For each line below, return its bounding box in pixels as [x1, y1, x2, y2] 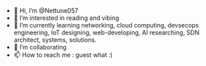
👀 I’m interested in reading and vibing [13, 14, 119, 22]
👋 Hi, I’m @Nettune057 [13, 7, 79, 14]
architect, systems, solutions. [13, 36, 97, 44]
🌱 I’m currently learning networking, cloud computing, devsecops [13, 21, 199, 29]
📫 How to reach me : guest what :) [13, 51, 113, 58]
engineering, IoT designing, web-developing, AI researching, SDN [13, 28, 200, 36]
